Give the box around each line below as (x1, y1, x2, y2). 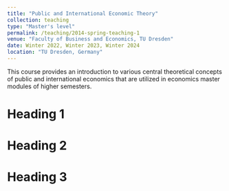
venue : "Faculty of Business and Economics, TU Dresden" (7, 36, 174, 43)
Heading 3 (7, 170, 67, 185)
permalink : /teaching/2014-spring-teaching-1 (7, 29, 140, 37)
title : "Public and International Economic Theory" (7, 10, 158, 17)
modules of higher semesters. (7, 82, 92, 90)
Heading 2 (7, 138, 67, 154)
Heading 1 (7, 106, 65, 122)
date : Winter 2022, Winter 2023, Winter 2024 (7, 42, 140, 49)
